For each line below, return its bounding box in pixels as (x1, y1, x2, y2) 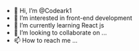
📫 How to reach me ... (13, 37, 78, 44)
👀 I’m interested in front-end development (13, 14, 133, 22)
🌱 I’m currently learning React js (13, 21, 105, 29)
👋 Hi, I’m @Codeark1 (13, 7, 72, 14)
